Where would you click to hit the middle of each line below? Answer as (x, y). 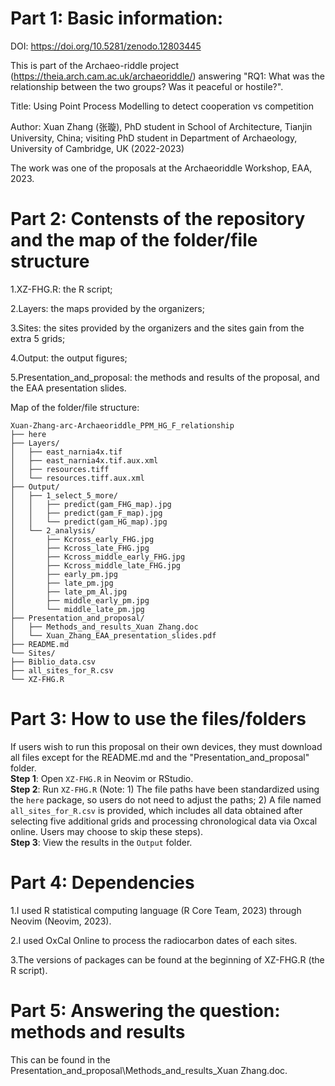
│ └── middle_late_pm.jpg (77, 609)
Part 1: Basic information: (117, 18)
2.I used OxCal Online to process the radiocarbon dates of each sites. (154, 940)
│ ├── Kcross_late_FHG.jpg (80, 548)
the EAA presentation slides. (68, 388)
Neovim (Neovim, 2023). (61, 921)
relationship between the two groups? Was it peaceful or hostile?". (147, 86)
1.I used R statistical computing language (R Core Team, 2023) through (156, 910)
